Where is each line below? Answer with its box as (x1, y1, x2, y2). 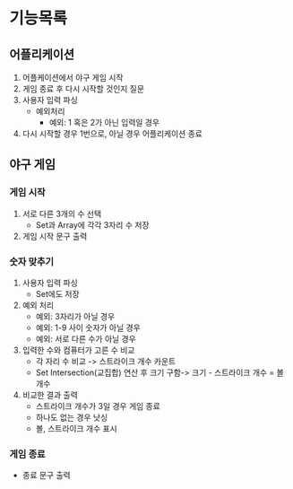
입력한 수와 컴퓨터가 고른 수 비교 (22, 345, 135, 355)
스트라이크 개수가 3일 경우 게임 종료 (35, 400, 161, 411)
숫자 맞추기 (9, 255, 55, 267)
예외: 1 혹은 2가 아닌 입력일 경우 (48, 118, 159, 127)
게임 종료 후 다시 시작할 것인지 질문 (22, 83, 145, 94)
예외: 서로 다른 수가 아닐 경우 (35, 333, 136, 344)
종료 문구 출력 (22, 470, 71, 481)
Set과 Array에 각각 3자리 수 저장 (35, 219, 150, 230)
